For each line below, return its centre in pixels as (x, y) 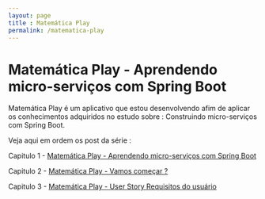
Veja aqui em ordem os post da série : (70, 140)
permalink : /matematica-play (56, 30)
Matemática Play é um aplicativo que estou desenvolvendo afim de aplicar (129, 109)
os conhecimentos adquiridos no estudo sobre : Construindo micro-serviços (132, 117)
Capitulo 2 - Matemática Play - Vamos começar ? (88, 171)
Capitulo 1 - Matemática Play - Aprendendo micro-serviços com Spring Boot (132, 156)
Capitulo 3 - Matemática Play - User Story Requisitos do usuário (113, 186)
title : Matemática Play (49, 23)
